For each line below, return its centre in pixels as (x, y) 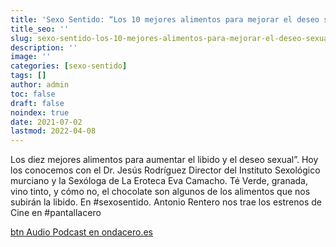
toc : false (33, 94)
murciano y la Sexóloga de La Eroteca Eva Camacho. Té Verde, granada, (159, 181)
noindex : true (40, 112)
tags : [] (28, 76)
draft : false (37, 103)
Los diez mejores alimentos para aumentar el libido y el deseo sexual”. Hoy (164, 160)
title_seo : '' (40, 29)
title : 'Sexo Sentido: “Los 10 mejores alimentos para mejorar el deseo (165, 19)
